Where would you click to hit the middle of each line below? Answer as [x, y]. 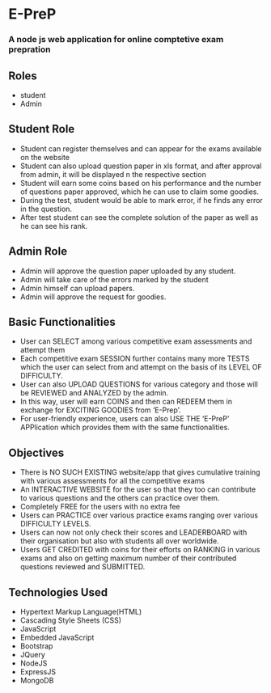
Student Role [42, 129]
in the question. [46, 209]
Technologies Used [58, 592]
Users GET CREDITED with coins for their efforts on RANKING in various [140, 550]
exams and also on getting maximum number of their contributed [128, 558]
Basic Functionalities [62, 321]
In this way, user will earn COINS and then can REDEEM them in [126, 402]
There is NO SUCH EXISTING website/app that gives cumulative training [140, 472]
